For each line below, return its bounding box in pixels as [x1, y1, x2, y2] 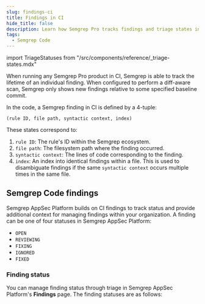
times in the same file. [15, 170, 71, 178]
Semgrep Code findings [6, 188, 99, 198]
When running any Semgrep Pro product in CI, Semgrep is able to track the [6, 73, 195, 79]
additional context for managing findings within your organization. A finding [6, 211, 196, 218]
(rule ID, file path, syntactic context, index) [6, 115, 132, 121]
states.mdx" [6, 60, 37, 68]
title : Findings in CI [6, 15, 64, 21]
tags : [6, 32, 20, 38]
